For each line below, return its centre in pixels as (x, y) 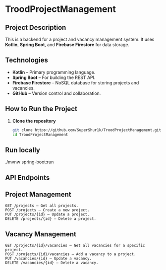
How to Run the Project (41, 109)
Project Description (36, 28)
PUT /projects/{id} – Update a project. (48, 214)
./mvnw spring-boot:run (29, 162)
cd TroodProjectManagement (40, 135)
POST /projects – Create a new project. (48, 210)
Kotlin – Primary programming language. (54, 72)
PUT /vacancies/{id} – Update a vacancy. (49, 259)
